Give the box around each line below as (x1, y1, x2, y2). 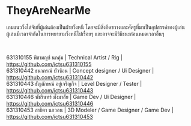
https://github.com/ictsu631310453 (6, 113, 93, 120)
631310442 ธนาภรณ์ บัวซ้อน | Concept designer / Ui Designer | (6, 67, 154, 74)
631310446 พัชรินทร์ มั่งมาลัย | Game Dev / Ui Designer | (6, 93, 136, 100)
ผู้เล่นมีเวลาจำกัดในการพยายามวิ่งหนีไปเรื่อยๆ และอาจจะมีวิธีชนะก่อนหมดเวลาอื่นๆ (6, 30, 165, 37)
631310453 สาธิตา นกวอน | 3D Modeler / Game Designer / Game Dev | (6, 106, 174, 113)
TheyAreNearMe (6, 4, 91, 17)
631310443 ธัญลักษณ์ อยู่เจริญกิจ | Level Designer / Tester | (6, 80, 142, 87)
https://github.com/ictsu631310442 (6, 73, 94, 81)
